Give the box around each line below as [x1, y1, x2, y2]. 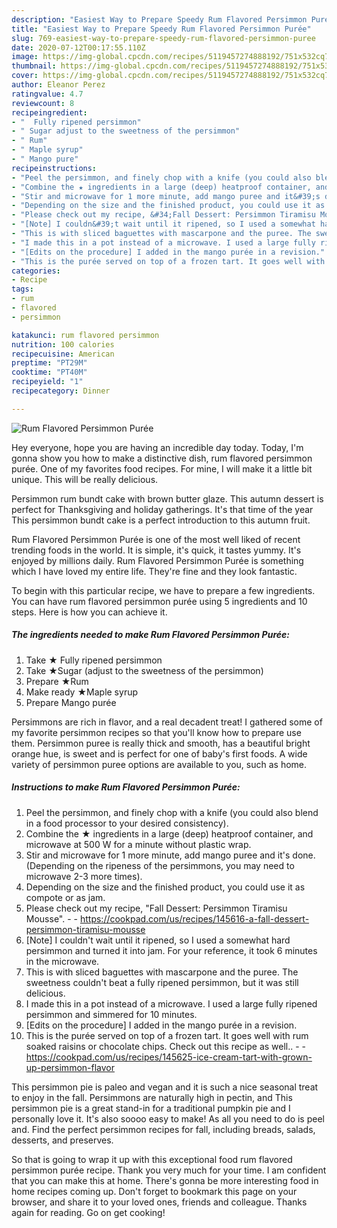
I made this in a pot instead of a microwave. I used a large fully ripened [25, 997, 318, 1010]
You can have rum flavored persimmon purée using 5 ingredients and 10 [11, 595, 308, 607]
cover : [11, 71, 39, 81]
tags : [11, 284, 34, 295]
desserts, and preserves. [11, 1134, 114, 1146]
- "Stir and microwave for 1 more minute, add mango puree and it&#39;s [11, 191, 321, 201]
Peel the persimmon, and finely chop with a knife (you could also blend [25, 806, 319, 818]
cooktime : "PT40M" [11, 367, 88, 378]
